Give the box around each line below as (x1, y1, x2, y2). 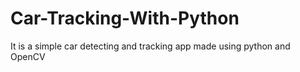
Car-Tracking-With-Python (10, 7, 240, 30)
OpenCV (10, 50, 46, 62)
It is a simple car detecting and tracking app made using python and (10, 40, 291, 52)
